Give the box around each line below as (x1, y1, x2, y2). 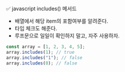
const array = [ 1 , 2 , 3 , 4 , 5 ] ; (6, 44, 85, 50)
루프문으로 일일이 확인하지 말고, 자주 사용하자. (14, 32, 120, 39)
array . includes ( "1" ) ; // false (6, 54, 83, 60)
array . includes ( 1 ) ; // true (6, 49, 75, 55)
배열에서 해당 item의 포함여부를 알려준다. (14, 18, 109, 25)
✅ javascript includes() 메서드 (6, 5, 77, 12)
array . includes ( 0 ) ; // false (6, 60, 77, 66)
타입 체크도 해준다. (14, 25, 58, 32)
